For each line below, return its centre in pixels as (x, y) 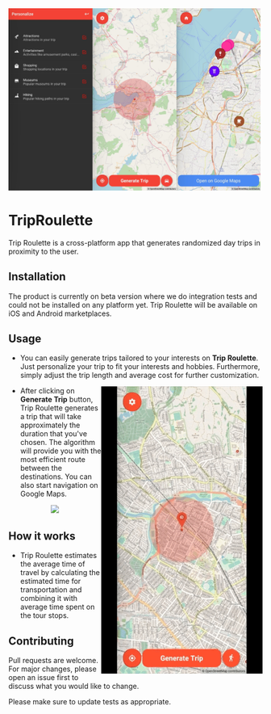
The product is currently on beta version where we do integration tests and (133, 296)
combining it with (49, 598)
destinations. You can (56, 477)
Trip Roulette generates (59, 408)
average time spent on (57, 607)
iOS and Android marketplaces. (60, 313)
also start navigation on (59, 485)
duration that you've (53, 434)
